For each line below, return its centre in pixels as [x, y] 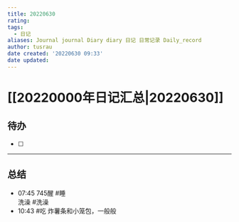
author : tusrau [30, 47]
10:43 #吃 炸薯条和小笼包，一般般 [67, 211]
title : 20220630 [31, 14]
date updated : [28, 60]
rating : [19, 21]
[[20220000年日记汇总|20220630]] [116, 97]
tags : [15, 27]
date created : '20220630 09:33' [55, 54]
